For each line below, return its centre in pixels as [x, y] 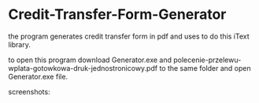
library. [20, 44]
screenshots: [29, 91]
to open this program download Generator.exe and [90, 60]
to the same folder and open [205, 68]
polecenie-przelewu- [207, 60]
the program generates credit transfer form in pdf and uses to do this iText [129, 36]
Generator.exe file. [38, 76]
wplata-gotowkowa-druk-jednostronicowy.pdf [83, 68]
